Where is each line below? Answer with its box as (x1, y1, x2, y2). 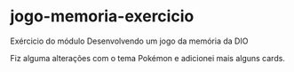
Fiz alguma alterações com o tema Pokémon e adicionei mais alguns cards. (10, 52, 285, 63)
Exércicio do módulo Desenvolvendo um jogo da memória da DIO (10, 36, 249, 46)
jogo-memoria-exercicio (10, 6, 195, 27)
